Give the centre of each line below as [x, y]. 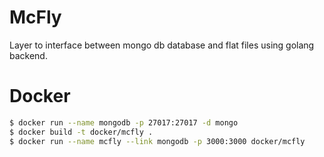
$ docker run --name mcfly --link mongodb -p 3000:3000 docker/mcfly [157, 141]
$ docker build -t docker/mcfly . [81, 132]
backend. [28, 55]
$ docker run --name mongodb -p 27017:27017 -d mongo [124, 122]
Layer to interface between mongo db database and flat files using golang [162, 45]
